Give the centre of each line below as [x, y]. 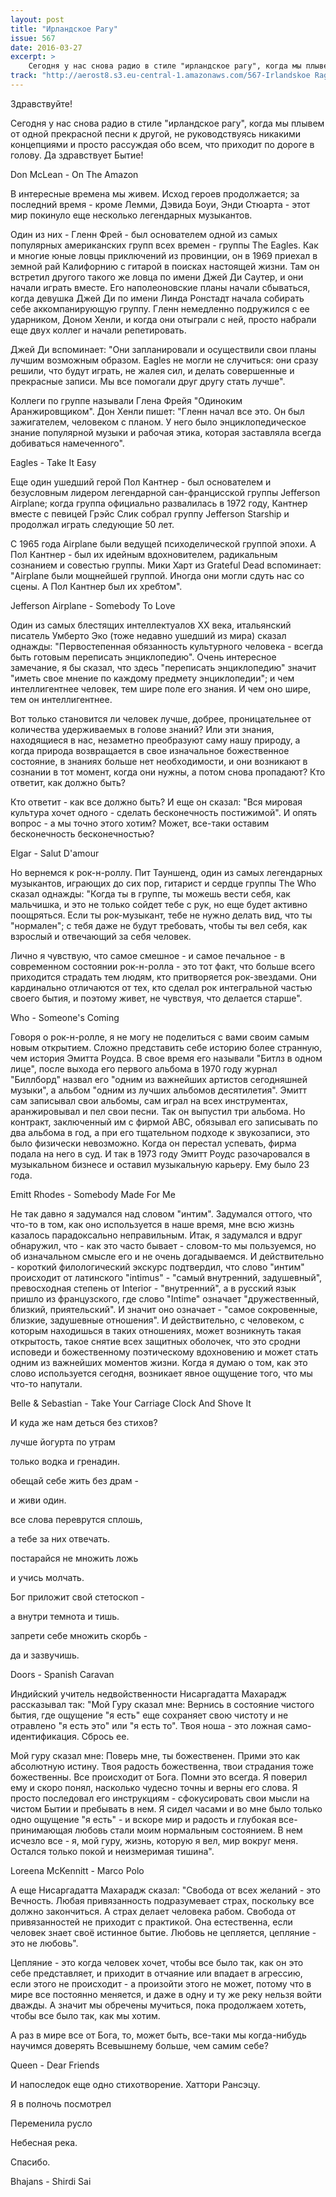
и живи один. [38, 1500]
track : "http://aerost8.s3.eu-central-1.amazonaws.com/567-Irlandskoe [160, 76]
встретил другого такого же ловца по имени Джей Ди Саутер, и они [157, 277]
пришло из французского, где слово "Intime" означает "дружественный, [165, 1298]
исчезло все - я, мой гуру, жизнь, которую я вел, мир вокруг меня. [154, 1840]
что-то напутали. [46, 1383]
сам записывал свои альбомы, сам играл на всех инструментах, [149, 1100]
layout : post [37, 19]
